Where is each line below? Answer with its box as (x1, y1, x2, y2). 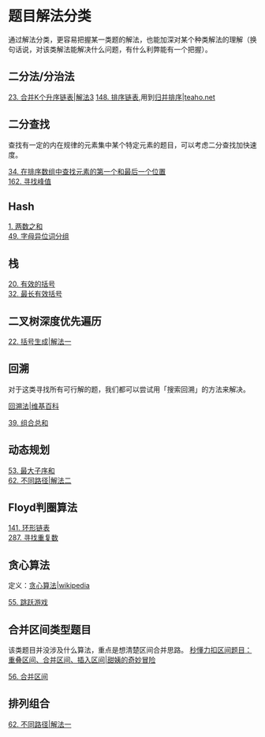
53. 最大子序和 (8, 466, 55, 475)
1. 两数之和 (8, 221, 43, 231)
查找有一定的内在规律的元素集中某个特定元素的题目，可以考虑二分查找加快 (8, 140, 250, 150)
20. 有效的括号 (8, 279, 55, 288)
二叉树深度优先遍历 (8, 315, 102, 328)
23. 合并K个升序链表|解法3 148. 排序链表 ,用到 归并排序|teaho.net (8, 92, 215, 102)
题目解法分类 (8, 7, 92, 25)
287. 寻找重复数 (8, 533, 59, 542)
